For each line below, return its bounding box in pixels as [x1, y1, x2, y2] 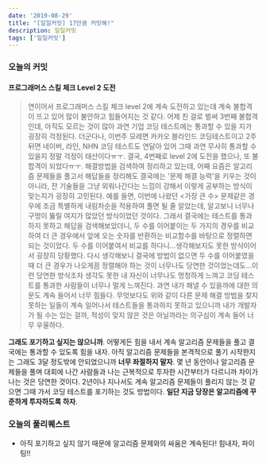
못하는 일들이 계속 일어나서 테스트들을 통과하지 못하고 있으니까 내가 [27, 300, 236, 310]
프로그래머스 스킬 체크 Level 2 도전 [8, 83, 117, 92]
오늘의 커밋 [8, 61, 48, 72]
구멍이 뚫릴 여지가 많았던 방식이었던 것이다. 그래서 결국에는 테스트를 [27, 211, 238, 221]
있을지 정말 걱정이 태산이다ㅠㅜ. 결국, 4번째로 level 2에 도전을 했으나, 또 [27, 152, 251, 161]
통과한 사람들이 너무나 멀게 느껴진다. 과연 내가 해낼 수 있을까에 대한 [42, 281, 250, 290]
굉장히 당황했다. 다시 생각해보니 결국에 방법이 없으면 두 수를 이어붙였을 [36, 251, 255, 261]
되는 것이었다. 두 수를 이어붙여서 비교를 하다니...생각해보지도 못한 [27, 241, 229, 250]
